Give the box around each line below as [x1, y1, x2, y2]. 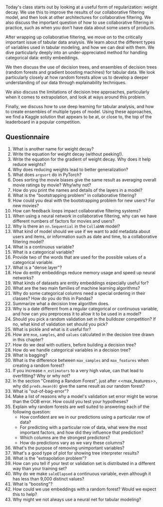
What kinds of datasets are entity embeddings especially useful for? [12, 280, 149, 286]
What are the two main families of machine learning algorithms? [12, 285, 140, 291]
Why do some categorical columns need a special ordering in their [12, 290, 146, 296]
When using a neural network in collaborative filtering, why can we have [12, 213, 157, 219]
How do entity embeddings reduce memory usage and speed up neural [12, 269, 156, 276]
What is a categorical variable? [12, 249, 75, 255]
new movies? [12, 202, 39, 208]
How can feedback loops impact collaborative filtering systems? [12, 208, 141, 213]
